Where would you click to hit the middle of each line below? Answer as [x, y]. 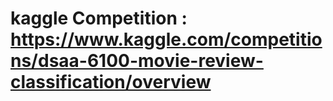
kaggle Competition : [99, 18]
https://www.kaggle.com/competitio [166, 39]
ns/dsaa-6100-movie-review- [137, 61]
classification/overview [111, 82]
